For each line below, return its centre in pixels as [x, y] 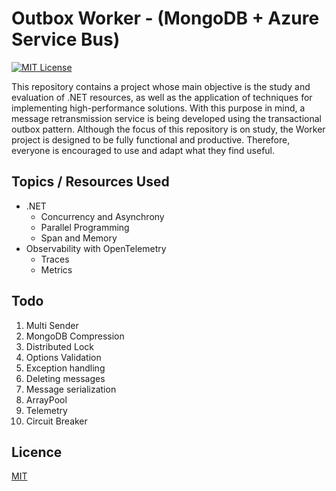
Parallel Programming [85, 227]
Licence [37, 452]
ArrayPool [46, 399]
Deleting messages [65, 378]
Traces [55, 259]
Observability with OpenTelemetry [96, 248]
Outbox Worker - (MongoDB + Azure [165, 18]
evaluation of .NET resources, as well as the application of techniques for [162, 97]
